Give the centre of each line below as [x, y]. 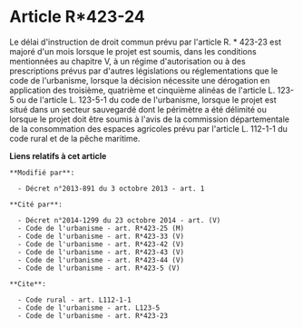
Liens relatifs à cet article [58, 155]
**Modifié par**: [42, 173]
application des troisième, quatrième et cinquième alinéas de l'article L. [142, 90]
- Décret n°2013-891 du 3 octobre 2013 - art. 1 [111, 188]
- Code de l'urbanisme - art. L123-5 [89, 308]
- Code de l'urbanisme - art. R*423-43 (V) [101, 252]
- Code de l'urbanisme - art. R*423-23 [93, 315]
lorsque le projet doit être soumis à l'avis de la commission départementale [150, 119]
